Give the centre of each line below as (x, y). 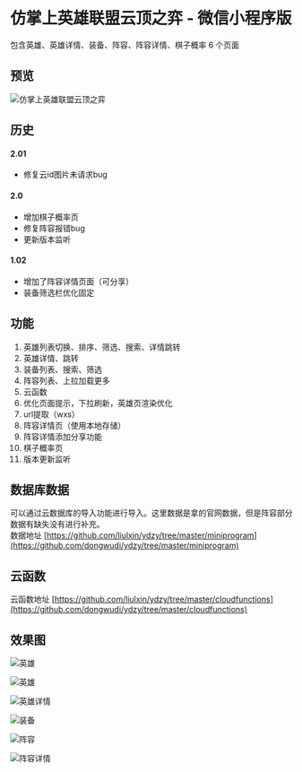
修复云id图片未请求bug (65, 175)
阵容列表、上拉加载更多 (66, 380)
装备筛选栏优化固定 (59, 292)
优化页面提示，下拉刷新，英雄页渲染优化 (98, 403)
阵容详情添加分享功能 (62, 437)
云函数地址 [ (33, 599)
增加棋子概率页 (51, 217)
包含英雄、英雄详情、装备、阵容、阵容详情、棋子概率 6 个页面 (125, 45)
